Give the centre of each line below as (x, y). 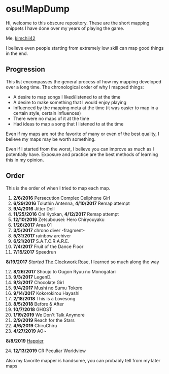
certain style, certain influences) (47, 113)
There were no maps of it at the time (51, 118)
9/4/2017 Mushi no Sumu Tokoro (48, 288)
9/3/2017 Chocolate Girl (38, 282)
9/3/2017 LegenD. (32, 277)
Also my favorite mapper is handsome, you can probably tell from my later (83, 360)
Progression (25, 69)
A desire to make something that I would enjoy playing (70, 102)
